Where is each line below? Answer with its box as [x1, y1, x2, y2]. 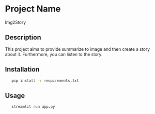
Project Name [5, 3, 61, 14]
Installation [5, 65, 40, 73]
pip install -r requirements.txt [11, 78, 79, 83]
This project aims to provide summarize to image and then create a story [5, 46, 150, 52]
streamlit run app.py [11, 104, 55, 109]
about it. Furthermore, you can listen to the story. [5, 51, 103, 57]
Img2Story [5, 19, 26, 25]
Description [5, 33, 41, 42]
